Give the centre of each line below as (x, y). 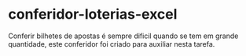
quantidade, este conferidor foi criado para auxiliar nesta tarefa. (112, 44)
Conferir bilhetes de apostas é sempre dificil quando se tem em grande (123, 36)
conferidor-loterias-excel (93, 14)
